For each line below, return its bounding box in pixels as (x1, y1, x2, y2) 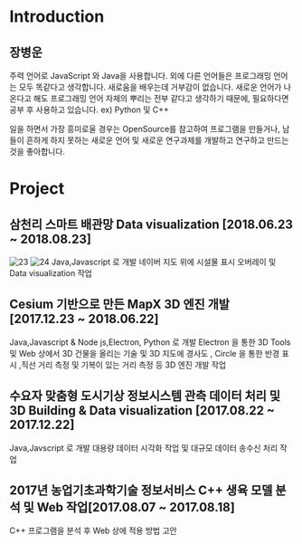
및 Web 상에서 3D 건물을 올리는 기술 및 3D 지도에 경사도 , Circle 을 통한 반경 (9, 348, 280, 358)
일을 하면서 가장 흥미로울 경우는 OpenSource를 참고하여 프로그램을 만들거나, (9, 124, 280, 134)
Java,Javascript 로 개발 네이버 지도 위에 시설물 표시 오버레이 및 (51, 256, 277, 267)
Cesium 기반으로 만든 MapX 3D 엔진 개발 (9, 297, 231, 312)
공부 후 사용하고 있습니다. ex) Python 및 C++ (9, 104, 170, 115)
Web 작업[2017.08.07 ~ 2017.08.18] (36, 500, 235, 515)
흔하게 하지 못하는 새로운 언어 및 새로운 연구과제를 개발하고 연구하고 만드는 (25, 135, 289, 146)
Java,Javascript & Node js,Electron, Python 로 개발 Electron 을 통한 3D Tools (9, 337, 291, 348)
